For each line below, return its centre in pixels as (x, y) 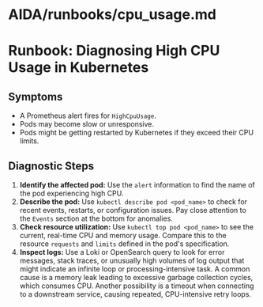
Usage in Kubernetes (79, 68)
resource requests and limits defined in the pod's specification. (124, 244)
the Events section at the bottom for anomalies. (96, 218)
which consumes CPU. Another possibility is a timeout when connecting (137, 286)
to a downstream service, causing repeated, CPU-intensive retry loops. (135, 294)
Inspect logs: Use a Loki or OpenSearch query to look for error (122, 252)
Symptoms (36, 97)
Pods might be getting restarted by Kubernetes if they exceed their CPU (137, 133)
